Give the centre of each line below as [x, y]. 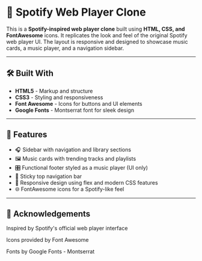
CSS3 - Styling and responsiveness [59, 97]
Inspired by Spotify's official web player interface [67, 229]
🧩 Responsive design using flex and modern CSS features [86, 182]
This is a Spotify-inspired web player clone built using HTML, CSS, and [96, 29]
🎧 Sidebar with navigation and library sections [73, 149]
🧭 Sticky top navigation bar [48, 176]
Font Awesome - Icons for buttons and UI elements [78, 103]
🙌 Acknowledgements [48, 214]
